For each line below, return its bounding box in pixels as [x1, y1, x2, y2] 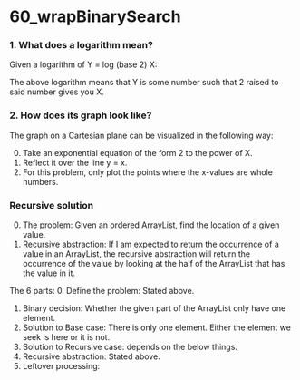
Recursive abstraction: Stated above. [22, 351, 160, 362]
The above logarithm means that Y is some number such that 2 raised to [9, 77, 279, 88]
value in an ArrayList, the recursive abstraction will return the [22, 248, 251, 259]
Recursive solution [9, 199, 93, 211]
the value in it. [22, 268, 75, 278]
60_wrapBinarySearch [9, 6, 181, 27]
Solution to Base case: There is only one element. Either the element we [22, 322, 292, 333]
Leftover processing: [22, 361, 101, 372]
